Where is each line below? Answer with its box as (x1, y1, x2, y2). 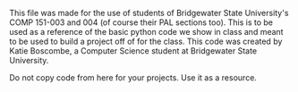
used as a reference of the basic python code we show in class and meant (9, 27, 284, 37)
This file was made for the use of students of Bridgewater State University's (9, 8, 289, 18)
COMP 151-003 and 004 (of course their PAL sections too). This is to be (9, 17, 273, 28)
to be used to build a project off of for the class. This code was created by (9, 36, 283, 46)
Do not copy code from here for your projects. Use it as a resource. (9, 72, 258, 83)
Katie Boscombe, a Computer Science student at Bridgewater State (9, 46, 258, 56)
